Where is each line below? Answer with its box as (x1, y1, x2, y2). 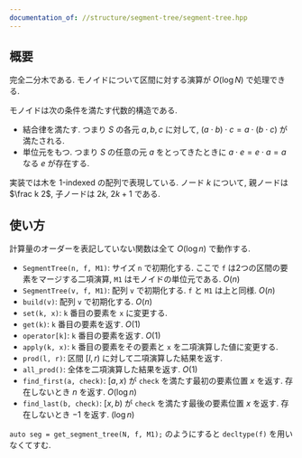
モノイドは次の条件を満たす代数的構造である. (9, 105, 178, 116)
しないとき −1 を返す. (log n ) (30, 409, 135, 420)
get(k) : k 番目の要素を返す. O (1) (22, 319, 142, 330)
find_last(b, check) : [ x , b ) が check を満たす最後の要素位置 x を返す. (22, 398, 279, 409)
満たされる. (22, 136, 65, 146)
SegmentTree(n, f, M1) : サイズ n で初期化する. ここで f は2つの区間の (22, 263, 281, 274)
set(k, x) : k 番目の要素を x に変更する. (22, 308, 169, 319)
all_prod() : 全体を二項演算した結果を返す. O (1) (22, 364, 198, 375)
